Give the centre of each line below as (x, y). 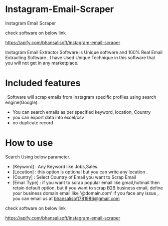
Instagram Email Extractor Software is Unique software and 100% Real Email (84, 52)
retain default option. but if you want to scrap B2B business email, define (88, 188)
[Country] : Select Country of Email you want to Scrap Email (74, 177)
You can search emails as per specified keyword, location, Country (81, 112)
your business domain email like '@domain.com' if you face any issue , (86, 193)
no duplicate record (33, 123)
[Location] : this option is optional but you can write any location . (80, 172)
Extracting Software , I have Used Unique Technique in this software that (80, 57)
